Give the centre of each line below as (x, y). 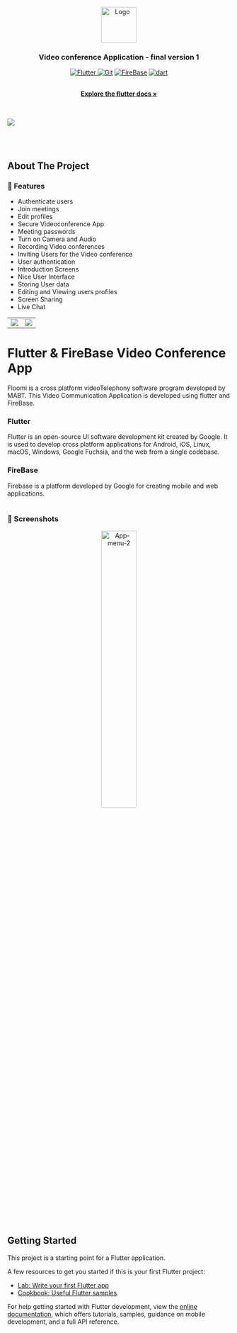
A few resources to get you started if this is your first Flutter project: (106, 1271)
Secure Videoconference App (61, 224)
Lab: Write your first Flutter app (63, 1285)
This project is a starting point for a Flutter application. (86, 1258)
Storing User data (43, 284)
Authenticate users (45, 201)
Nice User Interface (46, 277)
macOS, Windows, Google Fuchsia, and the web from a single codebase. (114, 452)
